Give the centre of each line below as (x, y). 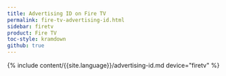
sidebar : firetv (30, 26)
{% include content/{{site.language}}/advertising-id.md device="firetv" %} (113, 65)
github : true (26, 46)
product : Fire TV (32, 33)
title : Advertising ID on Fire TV (57, 13)
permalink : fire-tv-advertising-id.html (66, 20)
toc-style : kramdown (37, 39)
